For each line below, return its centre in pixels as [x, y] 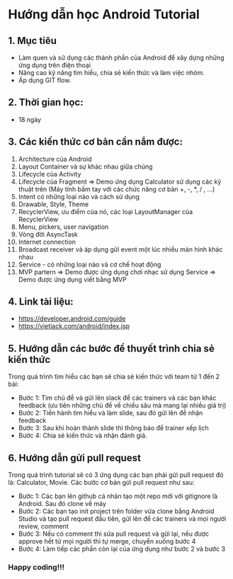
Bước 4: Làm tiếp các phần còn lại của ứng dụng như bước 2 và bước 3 [122, 549]
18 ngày [30, 119]
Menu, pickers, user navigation [63, 227]
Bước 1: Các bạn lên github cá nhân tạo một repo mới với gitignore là [118, 496]
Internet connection [47, 242]
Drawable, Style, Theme [53, 204]
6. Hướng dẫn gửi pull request [74, 457]
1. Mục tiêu [33, 41]
